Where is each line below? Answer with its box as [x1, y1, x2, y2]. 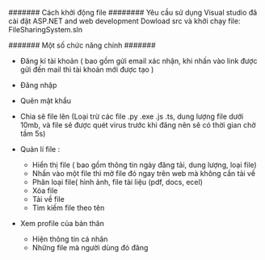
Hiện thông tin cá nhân [32, 234, 108, 244]
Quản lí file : [19, 145, 61, 153]
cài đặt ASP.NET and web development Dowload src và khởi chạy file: [8, 16, 241, 26]
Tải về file [32, 195, 65, 203]
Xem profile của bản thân [19, 219, 105, 228]
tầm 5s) [19, 129, 46, 138]
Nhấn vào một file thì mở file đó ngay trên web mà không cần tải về [32, 169, 256, 178]
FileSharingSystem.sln [8, 25, 83, 34]
